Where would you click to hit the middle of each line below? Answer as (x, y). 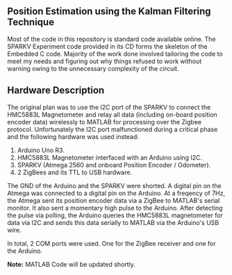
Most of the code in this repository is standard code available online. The (112, 39)
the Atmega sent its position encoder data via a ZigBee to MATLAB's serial (114, 200)
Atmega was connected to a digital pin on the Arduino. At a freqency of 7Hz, (116, 193)
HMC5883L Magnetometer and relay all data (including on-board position (112, 115)
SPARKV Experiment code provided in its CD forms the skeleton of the (107, 46)
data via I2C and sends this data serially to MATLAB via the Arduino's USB (113, 222)
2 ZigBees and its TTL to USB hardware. (75, 172)
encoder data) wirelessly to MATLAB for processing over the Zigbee (105, 122)
